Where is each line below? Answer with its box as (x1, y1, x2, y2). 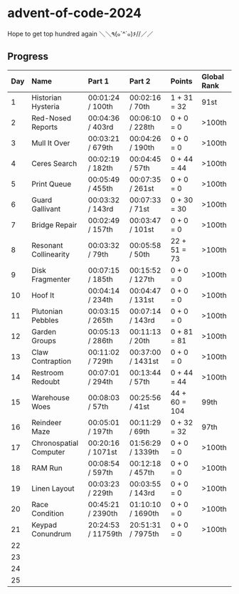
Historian (31, 93, 62, 103)
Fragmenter (31, 274, 71, 284)
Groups (31, 335, 57, 345)
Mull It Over (31, 137, 70, 147)
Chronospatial (31, 438, 79, 448)
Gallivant (31, 204, 61, 214)
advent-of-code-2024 (7, 5, 142, 21)
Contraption (31, 356, 72, 366)
